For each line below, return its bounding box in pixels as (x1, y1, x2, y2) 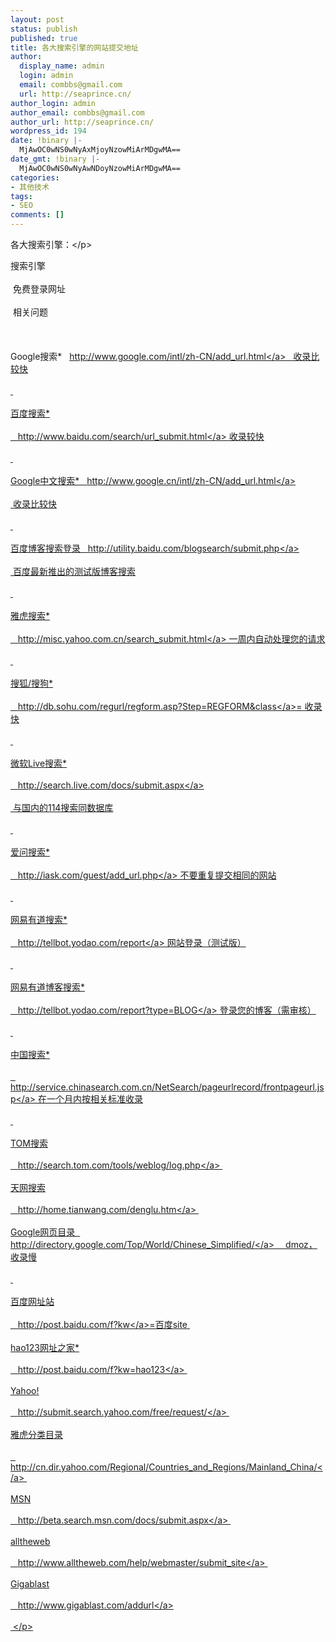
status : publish (10, 24, 78, 34)
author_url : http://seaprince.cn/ (10, 117, 155, 127)
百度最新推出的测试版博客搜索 (12, 566, 136, 577)
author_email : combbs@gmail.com (10, 107, 145, 118)
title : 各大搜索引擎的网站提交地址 (10, 42, 139, 53)
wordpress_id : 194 (10, 126, 87, 136)
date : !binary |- (10, 136, 83, 146)
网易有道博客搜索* (10, 981, 86, 993)
